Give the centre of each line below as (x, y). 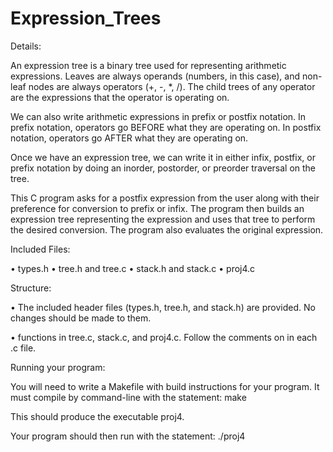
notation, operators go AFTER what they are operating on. (129, 138)
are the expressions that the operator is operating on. (120, 97)
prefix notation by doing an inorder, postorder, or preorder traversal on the (163, 168)
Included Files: (40, 249)
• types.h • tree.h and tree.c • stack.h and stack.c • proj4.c (133, 268)
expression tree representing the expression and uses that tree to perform (163, 219)
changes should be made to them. (81, 318)
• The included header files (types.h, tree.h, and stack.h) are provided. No (163, 307)
